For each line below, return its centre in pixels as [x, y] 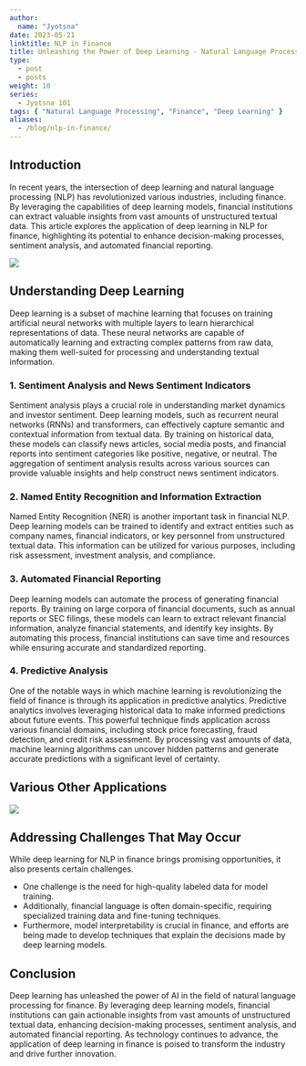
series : [24, 94]
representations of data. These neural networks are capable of [127, 332]
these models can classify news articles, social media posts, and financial [148, 444]
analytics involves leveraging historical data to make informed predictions [148, 710]
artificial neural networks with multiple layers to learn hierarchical [132, 323]
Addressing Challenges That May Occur [125, 837]
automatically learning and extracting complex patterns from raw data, [142, 342]
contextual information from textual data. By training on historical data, [142, 434]
